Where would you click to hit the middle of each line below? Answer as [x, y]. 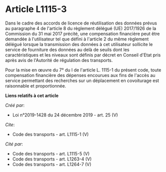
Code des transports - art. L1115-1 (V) [50, 134]
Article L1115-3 [36, 9]
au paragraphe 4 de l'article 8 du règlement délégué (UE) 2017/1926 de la [81, 28]
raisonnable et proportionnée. [36, 85]
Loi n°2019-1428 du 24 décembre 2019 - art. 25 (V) [65, 115]
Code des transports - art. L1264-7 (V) [52, 164]
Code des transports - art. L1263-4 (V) [52, 159]
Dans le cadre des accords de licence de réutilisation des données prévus [81, 23]
